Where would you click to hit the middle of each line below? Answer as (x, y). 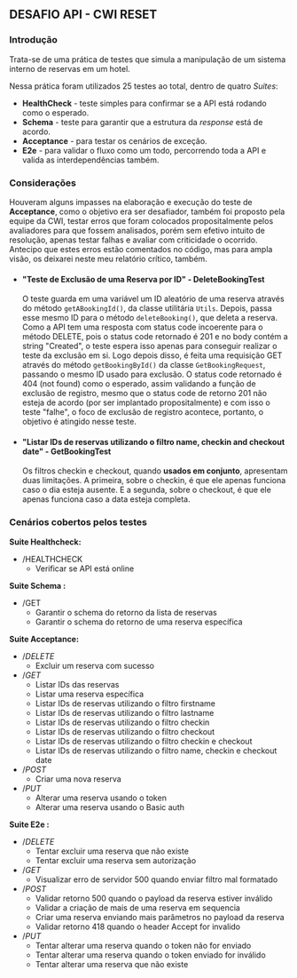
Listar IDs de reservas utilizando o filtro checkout (125, 731)
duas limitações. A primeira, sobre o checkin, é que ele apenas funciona (154, 481)
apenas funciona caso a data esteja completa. (106, 499)
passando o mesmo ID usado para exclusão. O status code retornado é (152, 374)
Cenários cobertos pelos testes (78, 522)
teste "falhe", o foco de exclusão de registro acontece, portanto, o (143, 412)
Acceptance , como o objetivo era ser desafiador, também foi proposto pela (147, 211)
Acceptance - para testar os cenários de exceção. (114, 140)
